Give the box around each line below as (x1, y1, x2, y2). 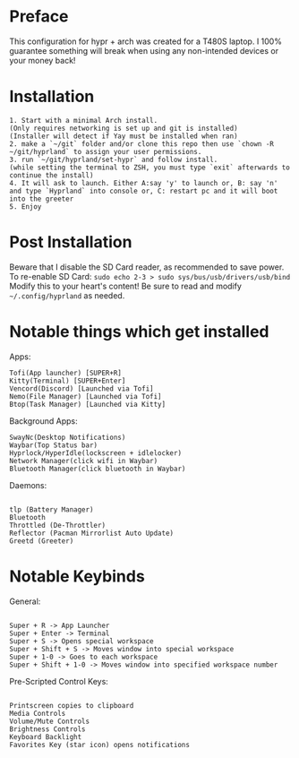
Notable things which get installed (9, 322, 269, 341)
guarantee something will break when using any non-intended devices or (9, 45, 279, 56)
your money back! (9, 55, 76, 65)
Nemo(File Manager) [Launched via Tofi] (9, 392, 163, 401)
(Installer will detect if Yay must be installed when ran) (9, 132, 239, 141)
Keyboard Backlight (9, 732, 82, 741)
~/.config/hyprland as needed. (9, 289, 125, 301)
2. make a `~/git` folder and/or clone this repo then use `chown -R (9, 139, 275, 149)
